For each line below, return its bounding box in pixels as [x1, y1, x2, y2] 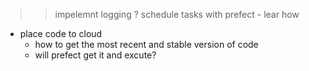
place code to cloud [19, 28, 103, 39]
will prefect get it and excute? [34, 49, 157, 61]
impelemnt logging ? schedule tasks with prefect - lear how [54, 9, 300, 20]
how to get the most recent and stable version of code [34, 39, 259, 50]
